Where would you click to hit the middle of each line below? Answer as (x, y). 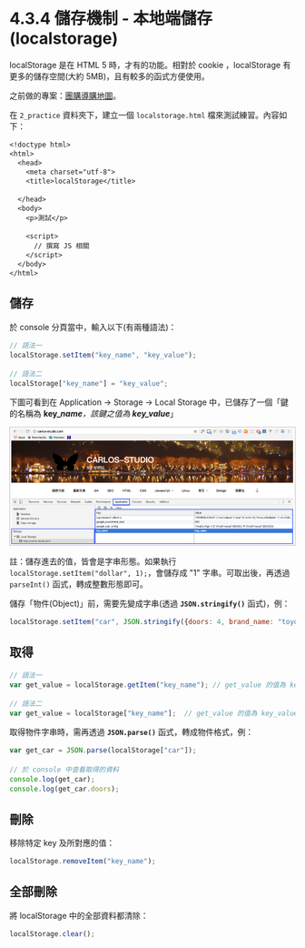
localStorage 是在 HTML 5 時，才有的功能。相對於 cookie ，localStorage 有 (150, 65)
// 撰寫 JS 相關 (61, 246)
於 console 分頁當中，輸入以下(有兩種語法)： (93, 327)
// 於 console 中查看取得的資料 (64, 770)
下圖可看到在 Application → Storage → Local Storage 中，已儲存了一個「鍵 (149, 402)
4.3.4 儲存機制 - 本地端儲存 (111, 19)
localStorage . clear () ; (52, 933)
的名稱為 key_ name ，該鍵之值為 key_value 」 (94, 414)
